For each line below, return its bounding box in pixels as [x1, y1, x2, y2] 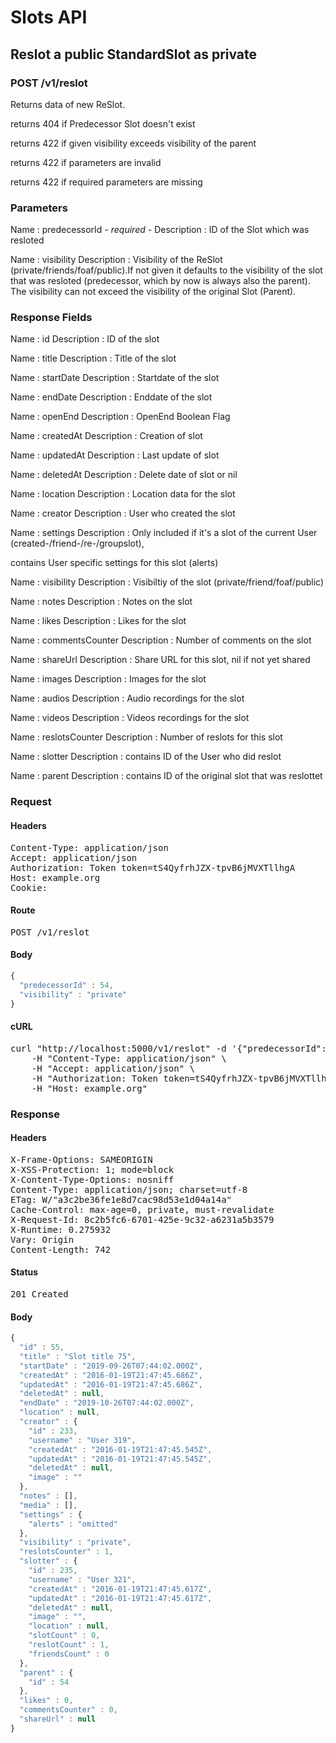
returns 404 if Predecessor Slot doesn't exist [10, 117, 196, 130]
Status [10, 1266, 39, 1278]
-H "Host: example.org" [31, 1082, 148, 1094]
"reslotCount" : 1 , [28, 1640, 110, 1650]
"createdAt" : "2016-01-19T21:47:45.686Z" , [19, 1370, 203, 1380]
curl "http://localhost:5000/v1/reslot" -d [10, 1042, 227, 1054]
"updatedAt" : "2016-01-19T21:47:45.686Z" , [19, 1379, 203, 1390]
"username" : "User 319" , [28, 1435, 137, 1445]
